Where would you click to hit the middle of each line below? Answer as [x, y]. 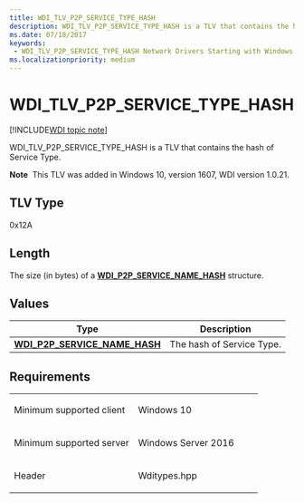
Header [30, 476]
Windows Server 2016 [186, 443]
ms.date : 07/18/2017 [48, 34]
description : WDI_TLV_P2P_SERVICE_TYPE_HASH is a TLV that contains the [149, 26]
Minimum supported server [71, 443]
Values [29, 303]
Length [30, 253]
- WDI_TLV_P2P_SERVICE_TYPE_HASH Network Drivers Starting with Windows [153, 52]
